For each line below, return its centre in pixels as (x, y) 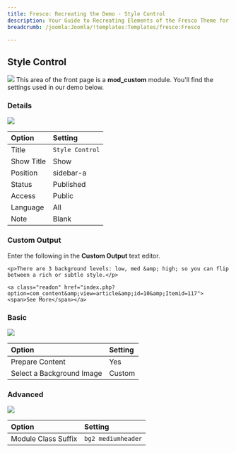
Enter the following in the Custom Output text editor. (84, 256)
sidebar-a (70, 173)
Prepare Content (38, 362)
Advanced (25, 395)
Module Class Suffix (44, 439)
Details (20, 105)
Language (28, 207)
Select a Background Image (57, 374)
